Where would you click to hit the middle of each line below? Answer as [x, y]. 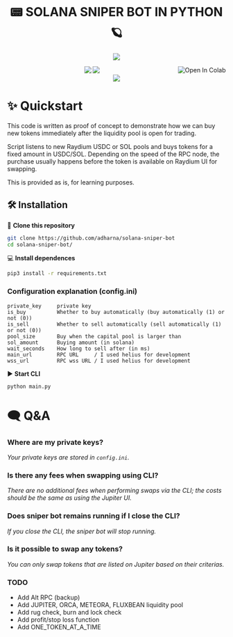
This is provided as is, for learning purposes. [71, 182]
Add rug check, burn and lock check [69, 613]
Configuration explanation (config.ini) [72, 292]
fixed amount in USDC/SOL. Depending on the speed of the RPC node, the [113, 154]
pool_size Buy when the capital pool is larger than [94, 336]
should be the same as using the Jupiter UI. [69, 498]
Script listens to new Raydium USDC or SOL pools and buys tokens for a [110, 146]
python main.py [29, 386]
